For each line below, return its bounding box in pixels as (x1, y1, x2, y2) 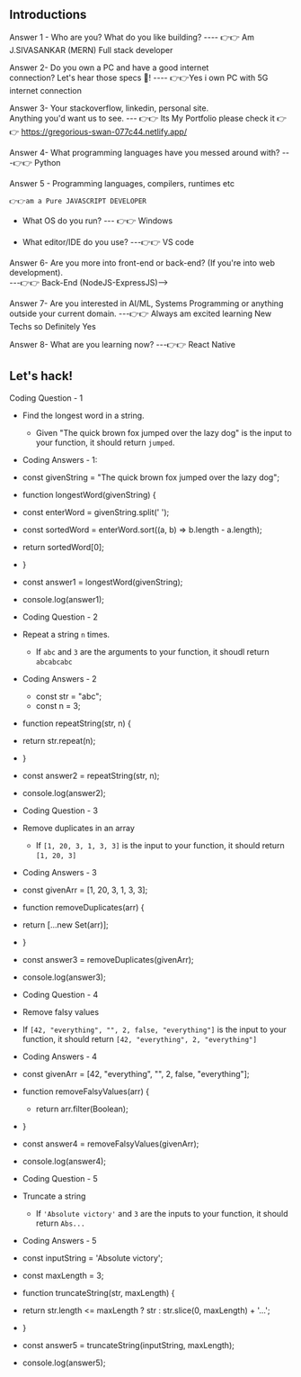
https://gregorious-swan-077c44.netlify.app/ (21, 126, 187, 137)
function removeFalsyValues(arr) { (22, 1085, 150, 1097)
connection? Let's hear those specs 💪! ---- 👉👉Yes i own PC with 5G (9, 72, 269, 83)
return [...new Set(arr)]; (22, 919, 110, 930)
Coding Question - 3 (22, 805, 99, 816)
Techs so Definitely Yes (9, 321, 96, 331)
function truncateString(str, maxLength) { (22, 1287, 175, 1298)
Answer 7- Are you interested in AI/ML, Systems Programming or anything (9, 297, 284, 309)
